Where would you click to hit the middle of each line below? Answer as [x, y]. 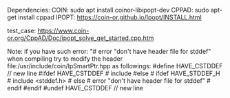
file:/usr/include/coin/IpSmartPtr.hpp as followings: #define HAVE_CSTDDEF [115, 66]
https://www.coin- [63, 31]
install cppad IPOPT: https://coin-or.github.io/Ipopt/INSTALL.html [110, 17]
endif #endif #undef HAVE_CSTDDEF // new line [75, 88]
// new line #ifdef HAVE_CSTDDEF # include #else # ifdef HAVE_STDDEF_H [114, 73]
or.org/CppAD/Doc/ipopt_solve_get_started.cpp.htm [81, 38]
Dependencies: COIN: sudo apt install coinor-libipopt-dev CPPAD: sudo [108, 10]
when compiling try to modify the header [65, 59]
